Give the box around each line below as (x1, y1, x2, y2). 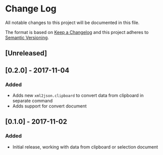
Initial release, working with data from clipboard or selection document (12, 143, 158, 150)
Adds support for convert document (12, 103, 87, 109)
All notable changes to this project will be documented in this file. (5, 19, 140, 25)
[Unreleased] (5, 49, 47, 57)
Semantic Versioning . (5, 34, 49, 40)
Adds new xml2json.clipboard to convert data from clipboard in (12, 92, 144, 98)
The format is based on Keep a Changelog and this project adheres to (5, 29, 149, 35)
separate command (12, 98, 53, 104)
